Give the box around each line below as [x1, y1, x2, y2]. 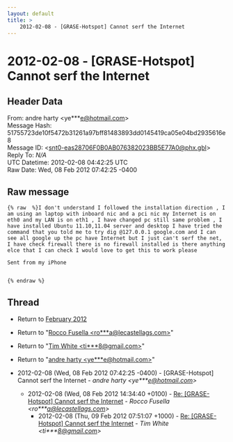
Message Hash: [7, 121, 52, 129]
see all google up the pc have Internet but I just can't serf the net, [7, 235, 223, 242]
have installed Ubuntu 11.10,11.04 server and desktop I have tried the [7, 223, 223, 230]
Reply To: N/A [7, 151, 47, 159]
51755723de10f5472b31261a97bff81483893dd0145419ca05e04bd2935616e [7, 129, 226, 137]
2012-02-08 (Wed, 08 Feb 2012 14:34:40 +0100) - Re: [27, 390, 183, 397]
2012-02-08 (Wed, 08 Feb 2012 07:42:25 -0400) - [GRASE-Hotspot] [17, 369, 214, 377]
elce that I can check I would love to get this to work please [7, 247, 198, 254]
